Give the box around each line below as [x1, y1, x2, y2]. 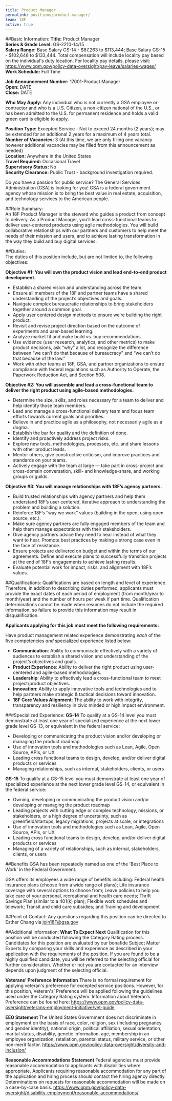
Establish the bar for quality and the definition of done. [12, 430, 128, 436]
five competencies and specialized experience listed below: [5, 638, 132, 644]
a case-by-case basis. [5, 1084, 53, 1091]
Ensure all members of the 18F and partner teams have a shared [12, 290, 148, 296]
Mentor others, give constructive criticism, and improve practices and [12, 452, 160, 458]
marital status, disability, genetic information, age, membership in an [5, 1031, 149, 1037]
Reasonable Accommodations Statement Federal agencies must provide [5, 1057, 161, 1063]
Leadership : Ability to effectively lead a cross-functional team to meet [12, 675, 161, 681]
